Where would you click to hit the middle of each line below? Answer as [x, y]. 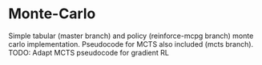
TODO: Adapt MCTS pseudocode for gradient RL [89, 52]
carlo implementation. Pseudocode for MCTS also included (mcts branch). [131, 44]
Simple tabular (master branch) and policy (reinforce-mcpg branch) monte [131, 36]
